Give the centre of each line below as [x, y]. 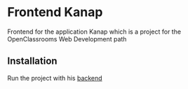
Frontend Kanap [55, 12]
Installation [32, 61]
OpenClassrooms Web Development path [67, 39]
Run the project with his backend [55, 78]
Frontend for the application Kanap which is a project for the [94, 32]
